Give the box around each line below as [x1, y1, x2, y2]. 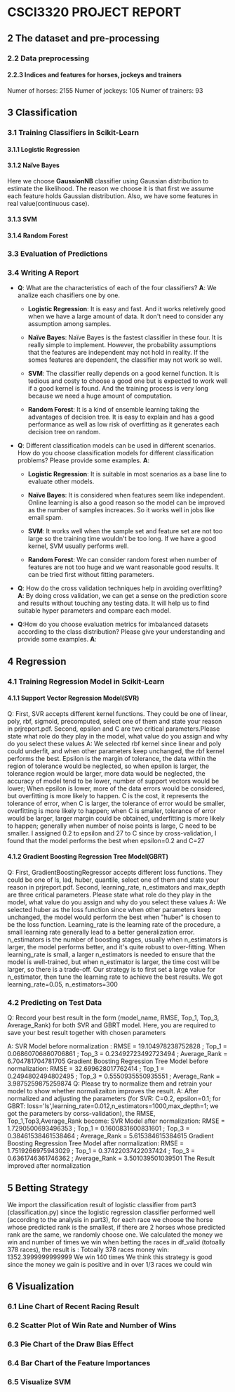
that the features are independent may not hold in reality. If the [27, 349, 209, 357]
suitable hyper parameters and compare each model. [17, 606, 171, 615]
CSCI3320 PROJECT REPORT [7, 4, 182, 20]
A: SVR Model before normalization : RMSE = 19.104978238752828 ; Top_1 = [7, 1042, 228, 1050]
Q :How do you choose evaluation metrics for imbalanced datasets [17, 620, 209, 629]
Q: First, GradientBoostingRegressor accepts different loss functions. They [7, 868, 223, 876]
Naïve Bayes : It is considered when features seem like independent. [27, 491, 226, 500]
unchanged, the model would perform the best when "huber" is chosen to [7, 913, 221, 921]
